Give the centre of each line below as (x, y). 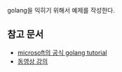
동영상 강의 (33, 61)
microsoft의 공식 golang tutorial (62, 52)
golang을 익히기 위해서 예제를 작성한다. (61, 10)
